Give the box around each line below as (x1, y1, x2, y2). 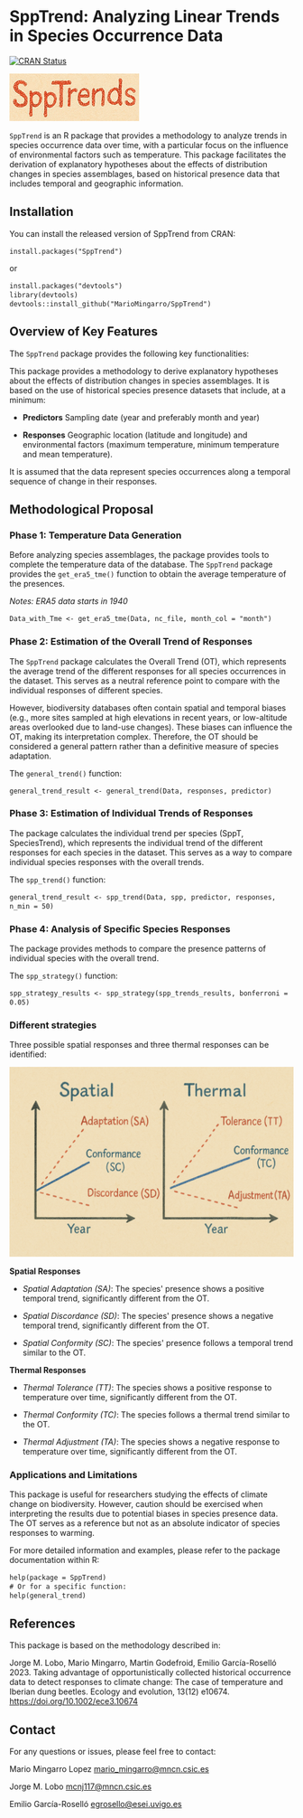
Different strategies (9, 1019, 97, 1031)
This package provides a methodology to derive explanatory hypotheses (9, 365, 279, 376)
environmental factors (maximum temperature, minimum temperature (22, 438, 280, 449)
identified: (9, 1049, 47, 1060)
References (9, 1615, 76, 1631)
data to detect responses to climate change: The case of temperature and (9, 1677, 284, 1688)
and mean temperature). (22, 448, 113, 459)
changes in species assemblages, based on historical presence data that (9, 168, 280, 179)
